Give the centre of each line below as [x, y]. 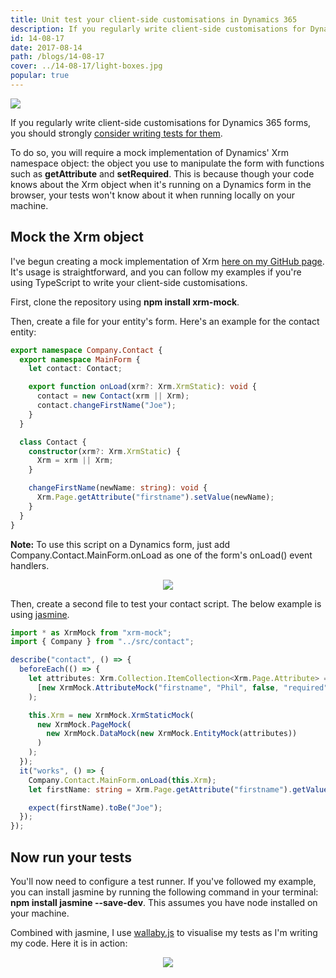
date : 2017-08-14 [46, 47]
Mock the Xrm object [77, 237]
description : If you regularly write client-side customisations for [158, 29]
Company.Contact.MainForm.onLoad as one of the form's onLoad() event [161, 555]
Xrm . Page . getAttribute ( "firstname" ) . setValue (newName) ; [155, 497]
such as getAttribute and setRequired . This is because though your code [162, 173]
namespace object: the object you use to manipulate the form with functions [167, 163]
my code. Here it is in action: [69, 943]
